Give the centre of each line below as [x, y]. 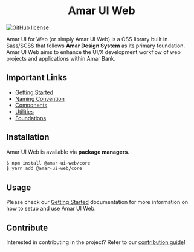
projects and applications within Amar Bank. [61, 58]
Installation [28, 137]
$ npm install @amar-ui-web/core [48, 163]
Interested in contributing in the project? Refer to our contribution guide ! [96, 242]
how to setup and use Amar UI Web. [51, 209]
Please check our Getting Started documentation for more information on [97, 202]
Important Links [37, 77]
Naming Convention [40, 98]
